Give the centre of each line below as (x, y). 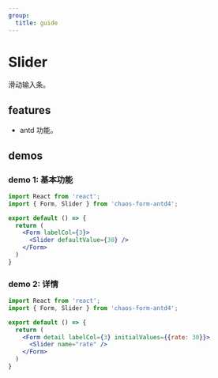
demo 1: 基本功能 (41, 180)
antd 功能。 (38, 130)
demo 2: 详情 (34, 284)
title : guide (37, 23)
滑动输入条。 (29, 85)
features (30, 110)
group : (19, 15)
